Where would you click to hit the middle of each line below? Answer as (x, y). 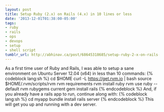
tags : (10, 23)
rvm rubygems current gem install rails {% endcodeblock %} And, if (88, 89)
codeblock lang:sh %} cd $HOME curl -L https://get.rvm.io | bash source (78, 79)
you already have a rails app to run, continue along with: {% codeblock (76, 94)
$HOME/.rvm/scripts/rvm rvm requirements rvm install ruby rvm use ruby (79, 84)
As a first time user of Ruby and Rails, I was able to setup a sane (70, 68)
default (12, 89)
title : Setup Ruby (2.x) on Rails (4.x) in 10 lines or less (69, 14)
